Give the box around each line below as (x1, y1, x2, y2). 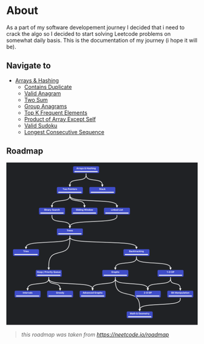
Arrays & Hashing (15, 76, 59, 84)
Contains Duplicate (24, 83, 72, 90)
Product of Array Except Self (24, 115, 96, 123)
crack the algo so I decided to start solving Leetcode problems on (6, 30, 171, 37)
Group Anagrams (24, 103, 67, 110)
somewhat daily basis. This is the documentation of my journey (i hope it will (6, 36, 197, 44)
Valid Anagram (24, 89, 61, 97)
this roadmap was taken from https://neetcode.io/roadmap (21, 331, 169, 338)
